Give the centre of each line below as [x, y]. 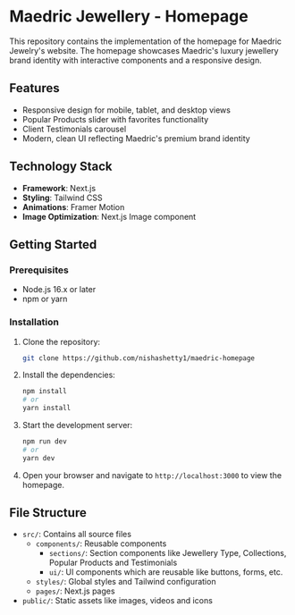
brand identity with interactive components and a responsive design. [135, 60]
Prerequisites [39, 270]
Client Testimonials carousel [74, 129]
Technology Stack [61, 167]
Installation [34, 322]
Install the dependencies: [69, 375]
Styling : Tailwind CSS [62, 198]
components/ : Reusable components [101, 543]
